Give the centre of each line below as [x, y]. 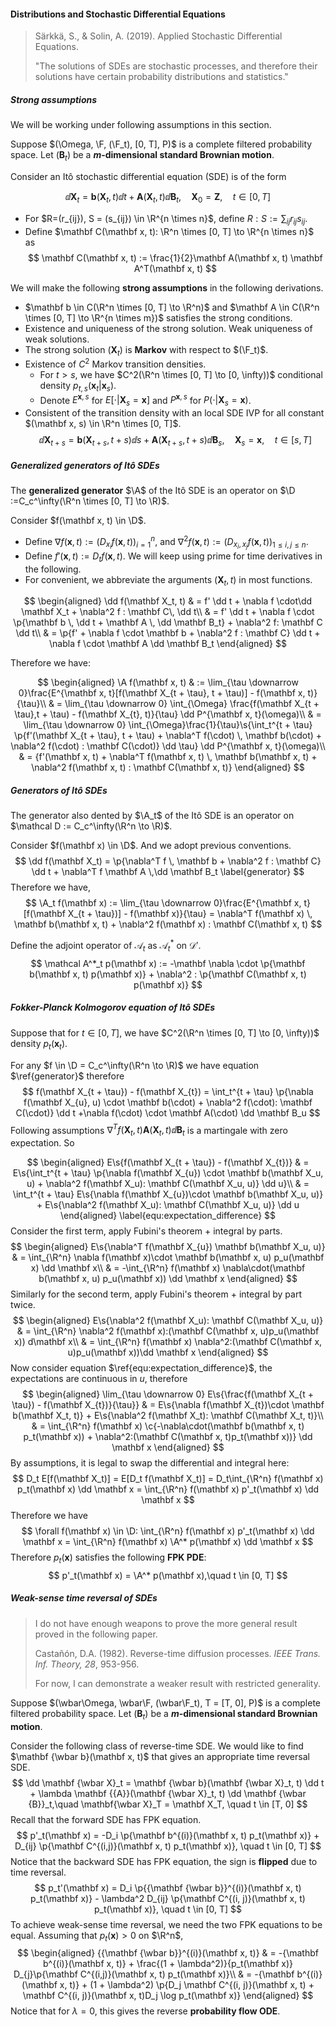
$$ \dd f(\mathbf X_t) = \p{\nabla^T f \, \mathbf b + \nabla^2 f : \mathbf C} [168, 861]
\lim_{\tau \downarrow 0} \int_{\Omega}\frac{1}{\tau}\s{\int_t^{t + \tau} [168, 725]
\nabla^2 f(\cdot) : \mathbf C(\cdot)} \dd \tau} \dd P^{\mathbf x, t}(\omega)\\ [168, 746]
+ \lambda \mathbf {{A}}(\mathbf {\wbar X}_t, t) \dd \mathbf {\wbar [168, 1793]
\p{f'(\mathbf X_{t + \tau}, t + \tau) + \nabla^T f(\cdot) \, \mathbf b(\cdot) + [168, 736]
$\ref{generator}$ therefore [67, 1076]
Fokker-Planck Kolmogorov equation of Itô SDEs [113, 1007]
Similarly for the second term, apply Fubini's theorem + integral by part [156, 1294]
